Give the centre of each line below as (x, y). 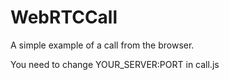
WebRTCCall (64, 17)
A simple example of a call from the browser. (102, 45)
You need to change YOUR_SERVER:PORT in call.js (115, 64)
